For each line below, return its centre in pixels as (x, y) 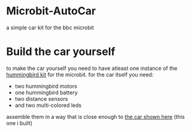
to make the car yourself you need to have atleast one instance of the (92, 68)
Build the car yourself (61, 52)
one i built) (19, 123)
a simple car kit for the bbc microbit (50, 27)
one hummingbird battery (46, 92)
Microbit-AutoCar (51, 11)
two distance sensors (41, 99)
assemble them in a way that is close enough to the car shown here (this (95, 116)
